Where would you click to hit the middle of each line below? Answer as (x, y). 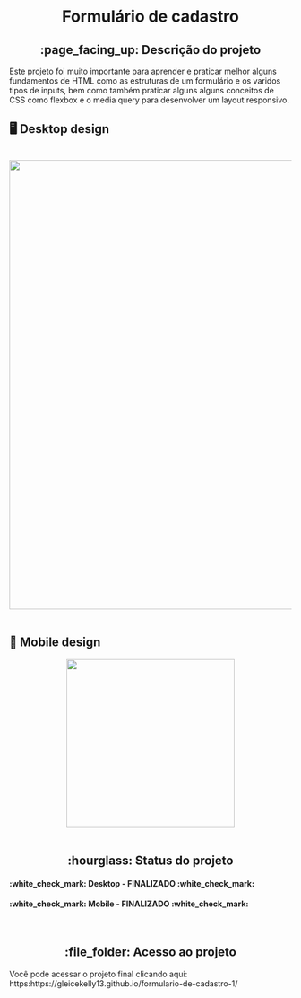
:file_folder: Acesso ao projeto (150, 953)
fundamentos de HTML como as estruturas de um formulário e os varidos (145, 81)
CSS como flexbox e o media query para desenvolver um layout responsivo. (149, 100)
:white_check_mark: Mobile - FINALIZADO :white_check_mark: (129, 904)
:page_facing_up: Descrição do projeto (150, 50)
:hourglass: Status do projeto (150, 861)
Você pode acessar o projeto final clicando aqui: (99, 974)
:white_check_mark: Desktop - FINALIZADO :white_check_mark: (132, 883)
